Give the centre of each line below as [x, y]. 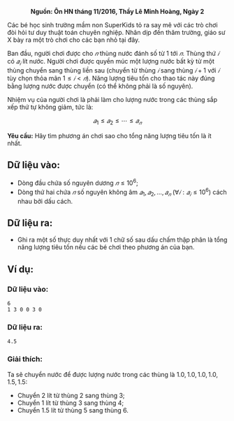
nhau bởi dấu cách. [45, 201]
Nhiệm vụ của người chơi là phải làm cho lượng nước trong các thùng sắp [112, 99]
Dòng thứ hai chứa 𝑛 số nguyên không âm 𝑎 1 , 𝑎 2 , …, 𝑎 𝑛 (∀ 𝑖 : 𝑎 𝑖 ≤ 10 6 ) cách [122, 192]
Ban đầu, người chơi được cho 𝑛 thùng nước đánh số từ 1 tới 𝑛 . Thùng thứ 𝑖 [114, 53]
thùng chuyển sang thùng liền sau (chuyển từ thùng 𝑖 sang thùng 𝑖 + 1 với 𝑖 [114, 70]
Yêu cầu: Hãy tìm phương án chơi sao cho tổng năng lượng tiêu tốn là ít [109, 135]
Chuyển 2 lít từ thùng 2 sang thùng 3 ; [71, 395]
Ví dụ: [20, 269]
